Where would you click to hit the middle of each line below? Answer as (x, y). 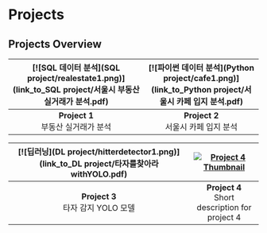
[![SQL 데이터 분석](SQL (76, 68)
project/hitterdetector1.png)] (124, 151)
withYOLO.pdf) (99, 174)
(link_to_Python (181, 89)
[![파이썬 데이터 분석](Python (201, 68)
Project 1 (76, 115)
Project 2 (201, 115)
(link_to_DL (61, 163)
